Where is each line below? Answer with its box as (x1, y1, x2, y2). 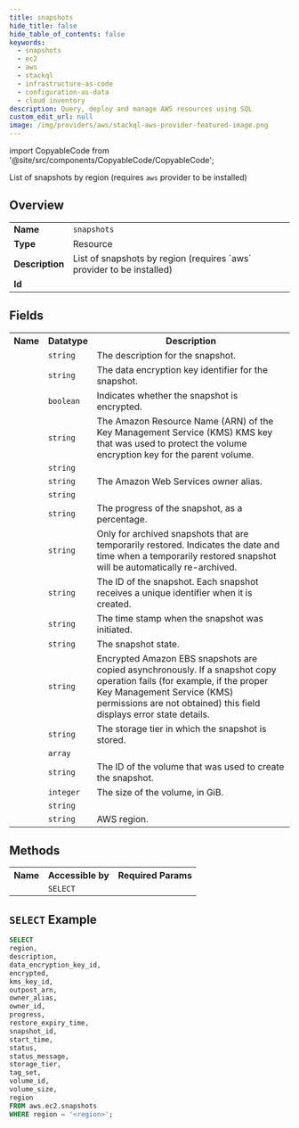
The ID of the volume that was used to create (96, 760, 285, 772)
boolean (47, 396, 80, 406)
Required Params (117, 869, 193, 882)
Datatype (47, 334, 89, 347)
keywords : (9, 37, 46, 47)
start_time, (9, 1035, 53, 1044)
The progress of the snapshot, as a (96, 501, 243, 514)
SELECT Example (9, 911, 98, 927)
